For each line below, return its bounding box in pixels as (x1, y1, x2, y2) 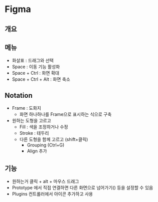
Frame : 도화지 (12, 105, 41, 111)
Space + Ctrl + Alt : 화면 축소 (12, 76, 71, 82)
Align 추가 (27, 148, 47, 154)
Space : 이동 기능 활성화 (12, 64, 60, 70)
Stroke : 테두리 (19, 130, 49, 136)
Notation (5, 91, 33, 100)
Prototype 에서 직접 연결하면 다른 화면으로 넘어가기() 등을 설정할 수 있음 (12, 184, 153, 191)
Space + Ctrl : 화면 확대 (12, 70, 60, 76)
